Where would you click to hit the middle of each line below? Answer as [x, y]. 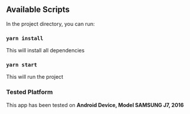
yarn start [22, 65]
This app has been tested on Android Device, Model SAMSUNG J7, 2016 [95, 105]
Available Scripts [38, 10]
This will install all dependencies [45, 51]
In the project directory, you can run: [50, 24]
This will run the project [35, 77]
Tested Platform [30, 92]
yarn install [25, 38]
